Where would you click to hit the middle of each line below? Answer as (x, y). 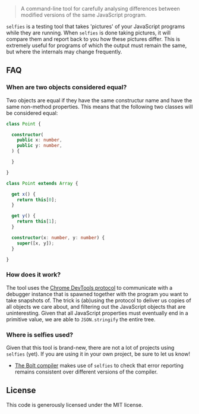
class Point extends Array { (42, 183)
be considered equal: (32, 113)
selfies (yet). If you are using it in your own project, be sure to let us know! (98, 354)
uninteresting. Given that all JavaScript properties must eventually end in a (97, 313)
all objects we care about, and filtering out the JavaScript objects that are (96, 306)
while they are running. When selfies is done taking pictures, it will (89, 33)
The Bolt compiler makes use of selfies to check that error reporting (99, 366)
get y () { (23, 216)
